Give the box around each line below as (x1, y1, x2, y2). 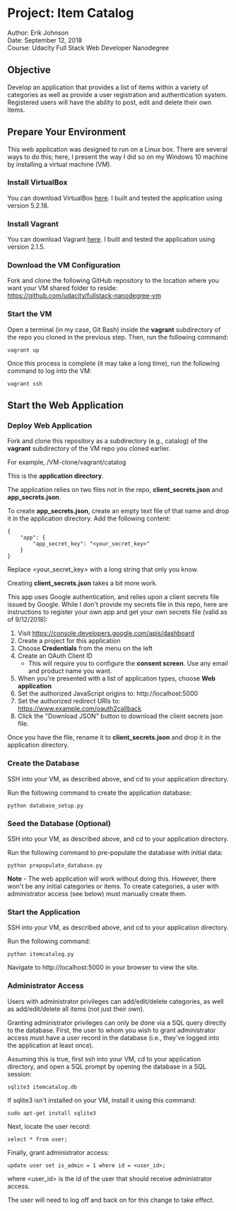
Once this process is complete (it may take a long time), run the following (7, 359, 220, 367)
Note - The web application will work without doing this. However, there (7, 874, 217, 883)
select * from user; (7, 1136, 69, 1143)
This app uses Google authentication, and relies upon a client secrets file (7, 593, 220, 601)
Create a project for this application (17, 637, 122, 645)
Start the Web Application (7, 399, 124, 412)
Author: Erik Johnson (7, 28, 69, 37)
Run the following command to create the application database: (7, 788, 192, 797)
